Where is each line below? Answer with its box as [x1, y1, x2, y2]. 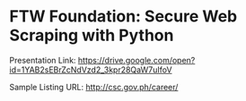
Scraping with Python [9, 25, 174, 46]
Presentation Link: [9, 55, 76, 65]
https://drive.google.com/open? [77, 55, 196, 65]
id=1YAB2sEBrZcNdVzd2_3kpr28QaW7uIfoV [9, 64, 172, 75]
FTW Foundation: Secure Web [9, 6, 238, 27]
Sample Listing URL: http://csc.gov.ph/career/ [9, 81, 179, 92]
